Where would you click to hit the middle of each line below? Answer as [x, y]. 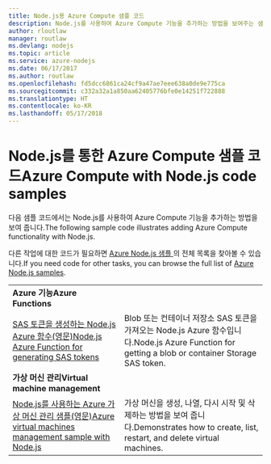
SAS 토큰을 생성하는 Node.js [64, 324]
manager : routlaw [38, 38]
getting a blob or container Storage [190, 352]
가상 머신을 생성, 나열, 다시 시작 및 [185, 403]
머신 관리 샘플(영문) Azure [69, 415]
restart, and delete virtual [171, 437]
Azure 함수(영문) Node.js [57, 336]
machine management [56, 388]
